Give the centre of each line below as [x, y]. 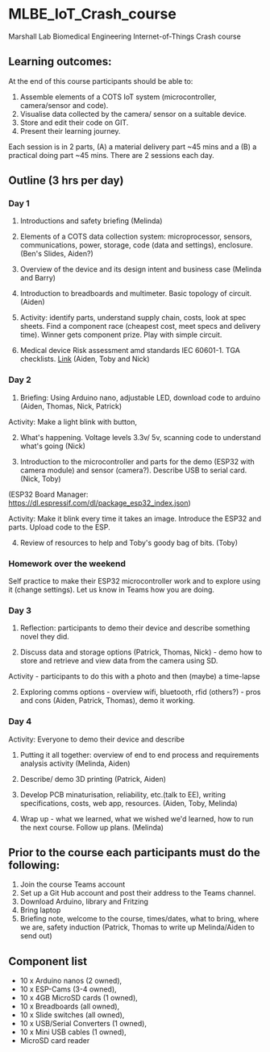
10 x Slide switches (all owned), [72, 1015]
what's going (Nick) [53, 446]
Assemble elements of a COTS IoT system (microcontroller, [118, 97]
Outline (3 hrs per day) [66, 181]
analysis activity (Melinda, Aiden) [75, 763]
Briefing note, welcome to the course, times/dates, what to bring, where [139, 919]
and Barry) [38, 278]
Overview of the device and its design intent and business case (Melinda [141, 269]
